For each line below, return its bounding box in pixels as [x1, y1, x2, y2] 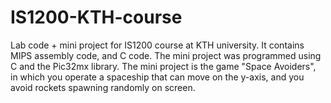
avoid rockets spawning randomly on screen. [10, 81, 196, 93]
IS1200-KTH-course [10, 6, 183, 29]
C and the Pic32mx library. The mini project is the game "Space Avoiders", [10, 60, 317, 72]
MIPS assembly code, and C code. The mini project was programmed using [10, 49, 322, 61]
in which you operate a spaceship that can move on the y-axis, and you [10, 71, 305, 83]
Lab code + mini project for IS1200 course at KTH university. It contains [10, 39, 305, 51]
